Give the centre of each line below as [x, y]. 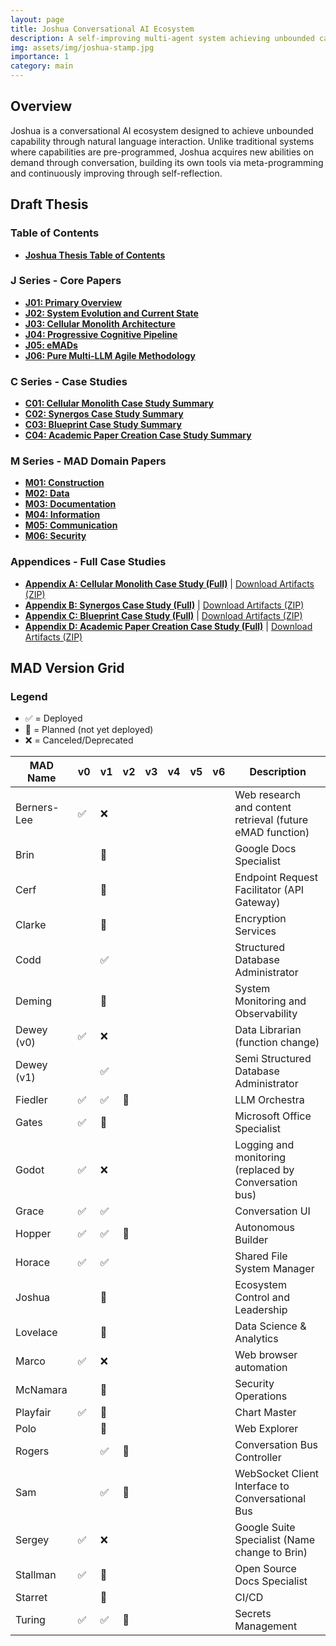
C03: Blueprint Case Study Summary [103, 425]
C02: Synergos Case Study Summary [104, 414]
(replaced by [264, 1170]
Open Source [265, 1569]
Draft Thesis [49, 204]
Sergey [32, 1540]
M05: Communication [71, 525]
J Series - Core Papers [66, 281]
